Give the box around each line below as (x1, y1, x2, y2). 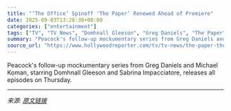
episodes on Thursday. (7, 76, 72, 83)
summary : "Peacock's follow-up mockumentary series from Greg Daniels (7, 36, 214, 43)
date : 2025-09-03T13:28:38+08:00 (7, 17, 103, 23)
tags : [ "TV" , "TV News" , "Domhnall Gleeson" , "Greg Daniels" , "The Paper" (7, 29, 226, 37)
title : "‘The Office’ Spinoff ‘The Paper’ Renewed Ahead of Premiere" (7, 10, 214, 17)
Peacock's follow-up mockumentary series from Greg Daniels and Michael (7, 61, 219, 69)
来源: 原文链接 (7, 97, 47, 104)
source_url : (7, 42, 41, 49)
